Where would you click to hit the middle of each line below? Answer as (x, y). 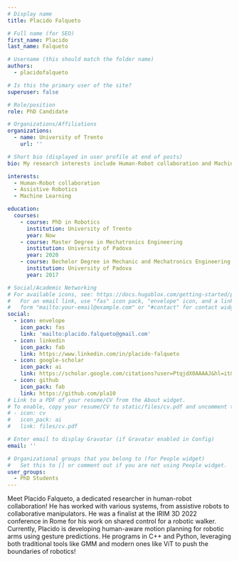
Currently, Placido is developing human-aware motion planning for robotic (116, 529)
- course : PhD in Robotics (60, 222)
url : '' (31, 144)
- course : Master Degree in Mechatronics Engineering (101, 242)
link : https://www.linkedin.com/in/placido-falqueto (100, 354)
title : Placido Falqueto (44, 21)
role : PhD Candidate (38, 111)
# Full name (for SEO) (41, 33)
